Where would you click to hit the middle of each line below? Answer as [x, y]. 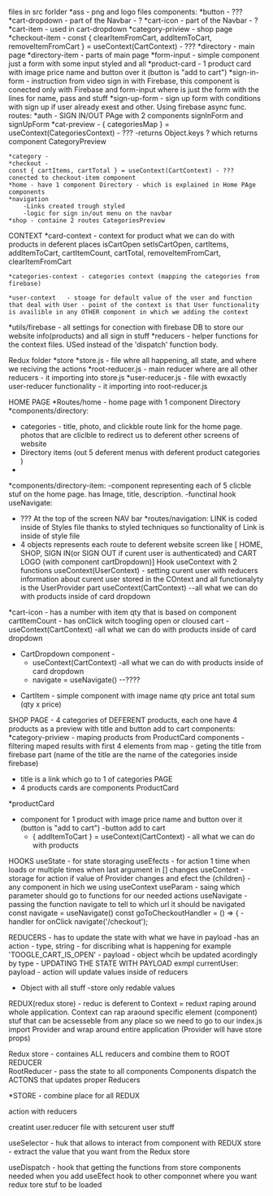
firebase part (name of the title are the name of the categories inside [123, 755]
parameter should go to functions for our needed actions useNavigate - [128, 896]
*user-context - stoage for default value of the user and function [130, 298]
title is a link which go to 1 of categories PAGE [96, 779]
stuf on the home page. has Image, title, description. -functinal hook [122, 494]
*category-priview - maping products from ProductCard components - [127, 737]
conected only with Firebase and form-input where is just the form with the [134, 90]
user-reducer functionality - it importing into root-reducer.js [108, 386]
